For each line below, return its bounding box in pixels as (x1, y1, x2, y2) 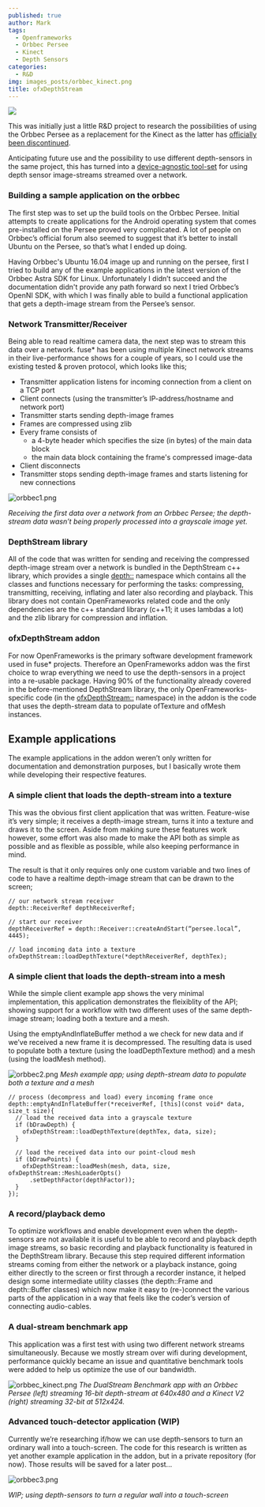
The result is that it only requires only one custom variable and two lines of (8, 865, 251, 874)
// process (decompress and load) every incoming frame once (8, 1093, 214, 1101)
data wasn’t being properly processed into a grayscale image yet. (32, 517, 248, 526)
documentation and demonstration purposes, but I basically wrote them (8, 761, 241, 771)
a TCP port (19, 385, 55, 395)
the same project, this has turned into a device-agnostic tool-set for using (8, 162, 248, 171)
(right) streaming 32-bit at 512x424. (8, 1396, 125, 1406)
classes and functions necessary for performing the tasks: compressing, (8, 580, 244, 589)
